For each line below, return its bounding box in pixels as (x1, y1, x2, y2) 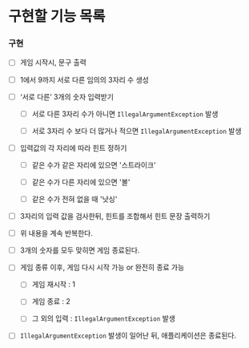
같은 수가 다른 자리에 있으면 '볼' (31, 177, 131, 187)
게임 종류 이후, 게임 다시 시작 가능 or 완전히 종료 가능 (19, 262, 185, 273)
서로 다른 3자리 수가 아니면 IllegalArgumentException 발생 (31, 109, 219, 119)
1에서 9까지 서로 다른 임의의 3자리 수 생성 (19, 75, 150, 84)
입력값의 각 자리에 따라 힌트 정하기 (19, 143, 127, 152)
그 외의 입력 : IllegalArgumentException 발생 (31, 314, 176, 323)
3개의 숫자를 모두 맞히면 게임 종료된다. (19, 245, 140, 255)
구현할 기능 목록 (8, 7, 106, 26)
